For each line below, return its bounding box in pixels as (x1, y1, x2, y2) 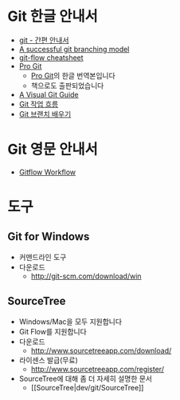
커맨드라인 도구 (18, 252, 67, 262)
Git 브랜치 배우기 (18, 109, 72, 118)
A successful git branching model (18, 44, 130, 54)
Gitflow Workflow (18, 167, 76, 177)
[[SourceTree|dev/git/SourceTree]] (30, 382, 144, 392)
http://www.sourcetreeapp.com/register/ (30, 364, 165, 374)
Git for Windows (7, 230, 90, 244)
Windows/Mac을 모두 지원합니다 (18, 317, 123, 326)
